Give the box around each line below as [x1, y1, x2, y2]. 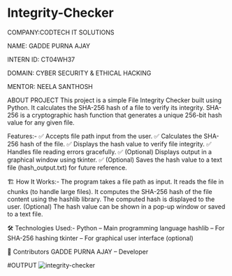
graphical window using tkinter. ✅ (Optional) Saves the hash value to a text [7, 156, 222, 164]
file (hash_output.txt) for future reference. [7, 163, 127, 172]
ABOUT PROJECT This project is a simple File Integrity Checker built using [7, 96, 222, 104]
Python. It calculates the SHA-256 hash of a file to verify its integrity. [7, 103, 205, 111]
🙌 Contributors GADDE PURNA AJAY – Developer [7, 247, 149, 256]
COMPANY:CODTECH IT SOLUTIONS [7, 28, 115, 36]
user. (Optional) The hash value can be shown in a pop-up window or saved [7, 202, 226, 211]
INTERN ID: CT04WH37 [7, 55, 75, 64]
